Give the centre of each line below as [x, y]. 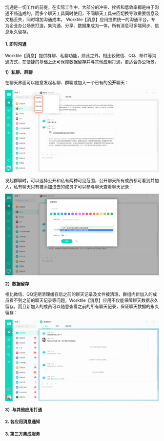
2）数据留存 [17, 284]
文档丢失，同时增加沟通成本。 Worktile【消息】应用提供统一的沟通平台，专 [80, 19]
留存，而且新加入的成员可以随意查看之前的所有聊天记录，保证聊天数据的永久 [82, 306]
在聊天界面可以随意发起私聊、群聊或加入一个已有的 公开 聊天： [67, 83]
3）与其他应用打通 [24, 409]
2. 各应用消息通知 [23, 422]
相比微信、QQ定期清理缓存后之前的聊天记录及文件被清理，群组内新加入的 [79, 294]
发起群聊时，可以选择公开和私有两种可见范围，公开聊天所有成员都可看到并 [80, 180]
